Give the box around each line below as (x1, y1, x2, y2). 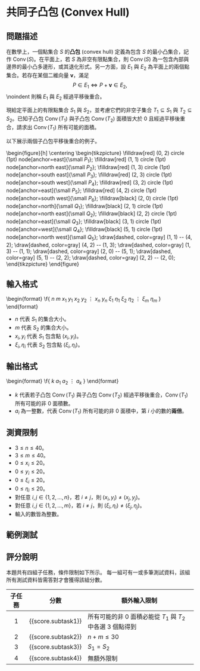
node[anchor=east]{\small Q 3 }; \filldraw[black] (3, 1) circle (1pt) (6, 218, 162, 226)
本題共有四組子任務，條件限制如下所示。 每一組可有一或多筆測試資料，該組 (6, 569, 190, 576)
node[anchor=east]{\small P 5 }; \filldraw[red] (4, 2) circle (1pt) (6, 187, 157, 195)
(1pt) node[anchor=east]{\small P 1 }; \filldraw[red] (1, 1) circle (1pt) (6, 155, 167, 164)
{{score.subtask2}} (29, 632, 82, 640)
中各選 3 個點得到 (87, 623, 137, 631)
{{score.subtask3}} (29, 643, 82, 651)
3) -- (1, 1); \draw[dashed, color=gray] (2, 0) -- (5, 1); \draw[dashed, (6, 248, 173, 255)
